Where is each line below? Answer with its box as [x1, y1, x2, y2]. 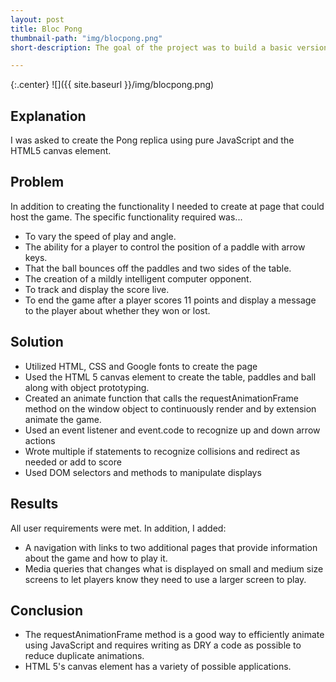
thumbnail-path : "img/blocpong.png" [10, 33, 163, 43]
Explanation [10, 107, 87, 125]
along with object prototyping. [24, 381, 150, 393]
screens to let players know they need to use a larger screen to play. [24, 573, 307, 585]
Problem [10, 174, 65, 191]
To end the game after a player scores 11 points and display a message [24, 294, 317, 306]
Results [10, 496, 59, 513]
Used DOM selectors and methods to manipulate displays [24, 466, 262, 478]
